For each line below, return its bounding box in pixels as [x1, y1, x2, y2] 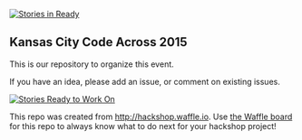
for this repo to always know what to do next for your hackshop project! [9, 120, 277, 131]
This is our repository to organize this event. [9, 59, 174, 70]
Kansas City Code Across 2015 [9, 34, 188, 50]
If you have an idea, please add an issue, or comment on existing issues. [9, 76, 281, 87]
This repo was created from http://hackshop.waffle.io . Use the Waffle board [9, 111, 293, 122]
